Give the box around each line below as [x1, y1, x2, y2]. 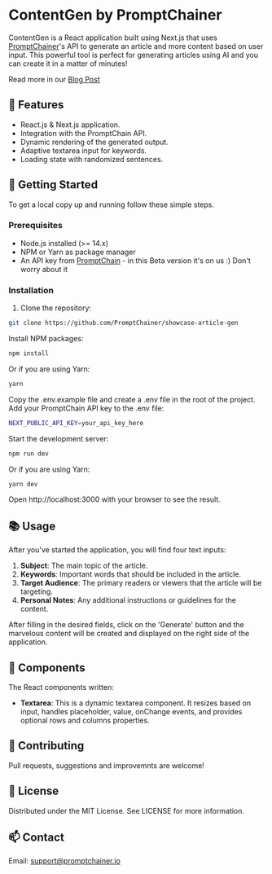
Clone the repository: [20, 303, 92, 313]
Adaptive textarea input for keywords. [20, 145, 147, 156]
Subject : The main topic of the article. [20, 560, 148, 571]
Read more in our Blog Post [8, 74, 100, 84]
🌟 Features [8, 98, 64, 112]
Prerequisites [8, 220, 63, 231]
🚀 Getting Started [8, 178, 99, 192]
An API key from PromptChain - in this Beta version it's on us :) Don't [20, 255, 251, 266]
